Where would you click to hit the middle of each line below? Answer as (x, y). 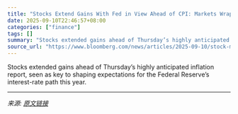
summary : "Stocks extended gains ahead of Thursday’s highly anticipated (119, 40)
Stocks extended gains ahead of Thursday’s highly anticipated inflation (111, 67)
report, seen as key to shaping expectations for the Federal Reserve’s (108, 74)
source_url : (25, 47)
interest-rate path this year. (47, 82)
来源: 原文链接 (28, 103)
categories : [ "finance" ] (44, 27)
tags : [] (20, 34)
